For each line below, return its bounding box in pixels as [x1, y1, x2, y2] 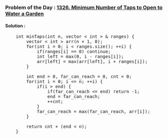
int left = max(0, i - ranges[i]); [36, 54, 124, 59]
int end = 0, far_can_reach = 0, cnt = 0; [26, 74, 132, 79]
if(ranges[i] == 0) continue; [36, 49, 111, 54]
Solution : [5, 22, 26, 28]
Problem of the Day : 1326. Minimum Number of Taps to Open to [5, 4, 163, 11]
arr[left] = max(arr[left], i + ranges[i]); [36, 59, 148, 64]
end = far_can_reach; [47, 94, 100, 99]
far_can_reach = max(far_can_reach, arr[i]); [36, 109, 150, 114]
